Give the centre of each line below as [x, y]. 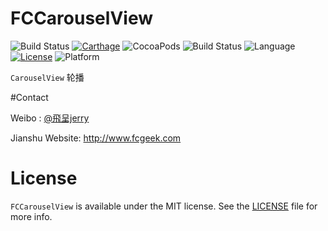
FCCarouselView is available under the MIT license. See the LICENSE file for [164, 206]
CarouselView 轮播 [47, 77]
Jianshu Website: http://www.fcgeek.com [96, 138]
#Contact [29, 97]
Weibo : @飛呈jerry [50, 118]
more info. [31, 216]
